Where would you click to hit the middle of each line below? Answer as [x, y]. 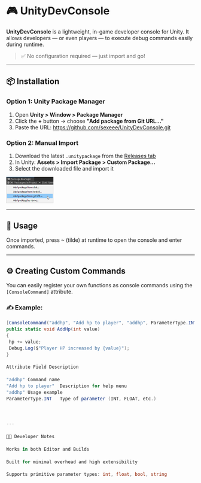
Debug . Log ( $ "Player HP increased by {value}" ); [69, 348]
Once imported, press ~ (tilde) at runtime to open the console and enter [94, 240]
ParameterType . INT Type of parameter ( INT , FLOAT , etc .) [81, 399]
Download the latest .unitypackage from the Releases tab [86, 156]
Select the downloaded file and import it [64, 168]
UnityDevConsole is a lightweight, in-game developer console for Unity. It [98, 31]
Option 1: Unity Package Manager [56, 102]
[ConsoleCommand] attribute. [39, 291]
